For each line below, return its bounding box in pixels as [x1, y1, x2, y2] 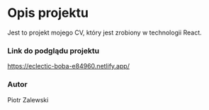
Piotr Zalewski [7, 95, 49, 104]
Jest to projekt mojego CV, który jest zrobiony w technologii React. [7, 28, 202, 37]
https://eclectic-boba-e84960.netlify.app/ [7, 62, 130, 71]
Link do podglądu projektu [7, 46, 100, 56]
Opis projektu [7, 5, 89, 21]
